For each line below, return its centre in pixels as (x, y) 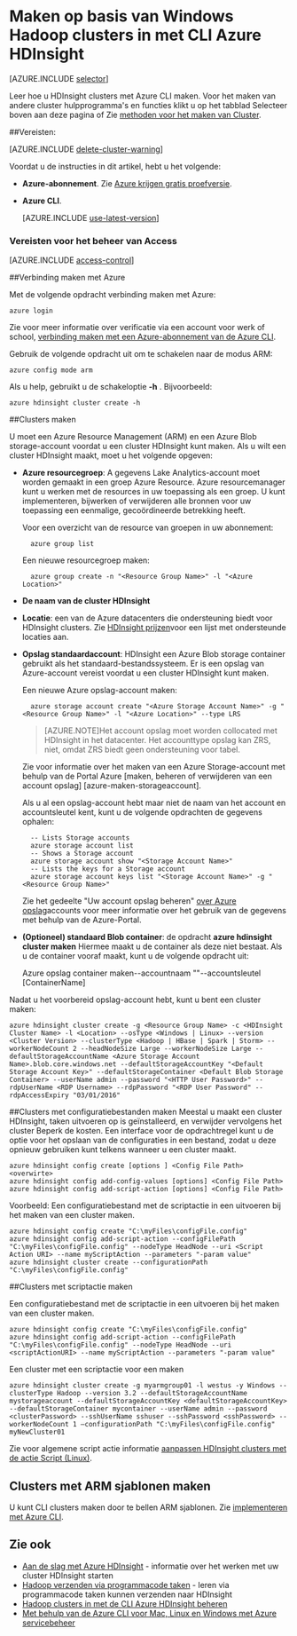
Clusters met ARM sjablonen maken (110, 1486)
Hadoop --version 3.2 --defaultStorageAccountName (152, 1394)
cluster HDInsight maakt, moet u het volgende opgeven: (111, 455)
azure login (31, 311)
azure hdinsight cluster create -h (75, 403)
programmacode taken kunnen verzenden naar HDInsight (127, 1594)
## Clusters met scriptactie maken (71, 1287)
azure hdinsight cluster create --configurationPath (109, 1262)
